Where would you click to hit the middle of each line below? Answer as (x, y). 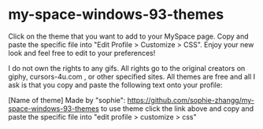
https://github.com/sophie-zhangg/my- (191, 100)
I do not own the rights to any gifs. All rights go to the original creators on (127, 68)
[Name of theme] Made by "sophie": (67, 100)
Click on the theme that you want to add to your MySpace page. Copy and (129, 36)
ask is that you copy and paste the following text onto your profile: (115, 85)
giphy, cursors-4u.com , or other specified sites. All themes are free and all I (132, 76)
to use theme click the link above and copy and (178, 109)
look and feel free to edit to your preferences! (82, 53)
